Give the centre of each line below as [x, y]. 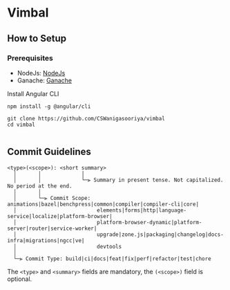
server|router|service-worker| [52, 228]
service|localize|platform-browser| [60, 216]
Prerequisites [30, 58]
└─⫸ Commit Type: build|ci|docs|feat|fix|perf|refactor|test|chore [113, 259]
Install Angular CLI [33, 93]
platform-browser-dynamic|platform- [149, 222]
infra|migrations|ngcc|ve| [46, 240]
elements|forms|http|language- [142, 210]
